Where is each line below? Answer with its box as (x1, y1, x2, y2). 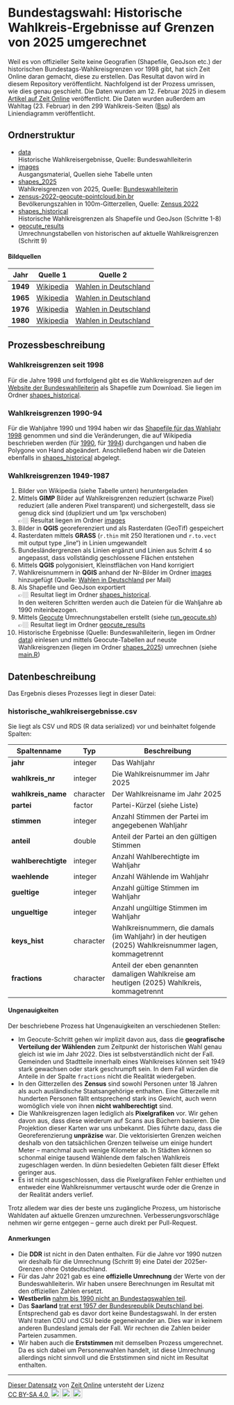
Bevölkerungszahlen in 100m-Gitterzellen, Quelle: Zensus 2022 (17, 200, 199, 208)
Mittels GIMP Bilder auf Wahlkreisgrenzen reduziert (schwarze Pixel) (17, 494, 215, 502)
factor (73, 801, 93, 810)
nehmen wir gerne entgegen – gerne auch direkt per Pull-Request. (8, 1219, 198, 1227)
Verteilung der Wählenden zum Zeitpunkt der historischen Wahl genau (17, 1042, 222, 1051)
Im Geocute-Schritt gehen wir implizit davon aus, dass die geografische (17, 1035, 225, 1043)
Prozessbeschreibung (8, 339, 106, 351)
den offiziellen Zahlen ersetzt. (17, 1287, 103, 1295)
